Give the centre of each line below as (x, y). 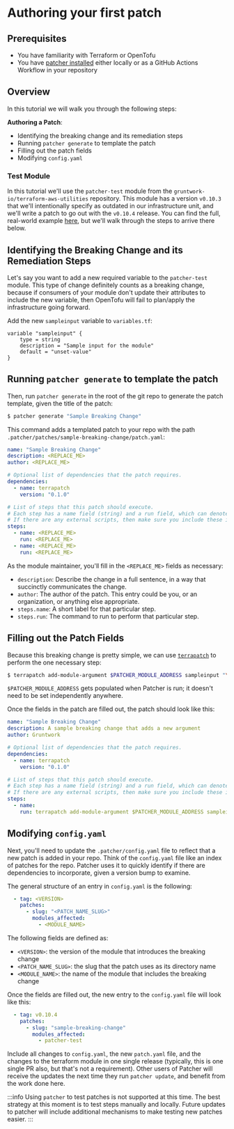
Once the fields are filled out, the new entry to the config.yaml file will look (114, 995)
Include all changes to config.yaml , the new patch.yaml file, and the (104, 1054)
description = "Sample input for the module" (87, 345)
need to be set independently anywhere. (65, 696)
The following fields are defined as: (58, 937)
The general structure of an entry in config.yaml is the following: (100, 886)
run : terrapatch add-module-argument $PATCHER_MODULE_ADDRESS (112, 812)
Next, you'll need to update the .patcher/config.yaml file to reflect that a (111, 850)
